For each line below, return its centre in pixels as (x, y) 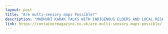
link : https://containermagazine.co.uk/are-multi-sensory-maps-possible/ (84, 24)
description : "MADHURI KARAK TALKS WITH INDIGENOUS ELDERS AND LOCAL (79, 19)
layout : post (19, 10)
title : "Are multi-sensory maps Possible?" (51, 14)
